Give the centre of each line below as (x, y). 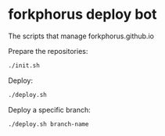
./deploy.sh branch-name (48, 124)
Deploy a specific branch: (50, 109)
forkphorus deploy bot (82, 14)
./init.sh (24, 65)
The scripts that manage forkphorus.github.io (81, 36)
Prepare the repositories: (48, 51)
